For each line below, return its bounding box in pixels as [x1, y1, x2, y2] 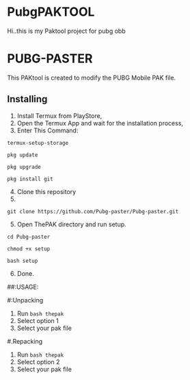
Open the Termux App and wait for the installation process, [16, 119, 183, 127]
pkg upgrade [7, 163, 41, 170]
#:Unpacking [7, 296, 44, 304]
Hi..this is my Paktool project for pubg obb [7, 27, 126, 35]
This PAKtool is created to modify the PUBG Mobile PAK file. [7, 73, 176, 82]
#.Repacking [7, 337, 43, 345]
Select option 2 [16, 357, 60, 366]
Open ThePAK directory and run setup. [16, 220, 126, 228]
